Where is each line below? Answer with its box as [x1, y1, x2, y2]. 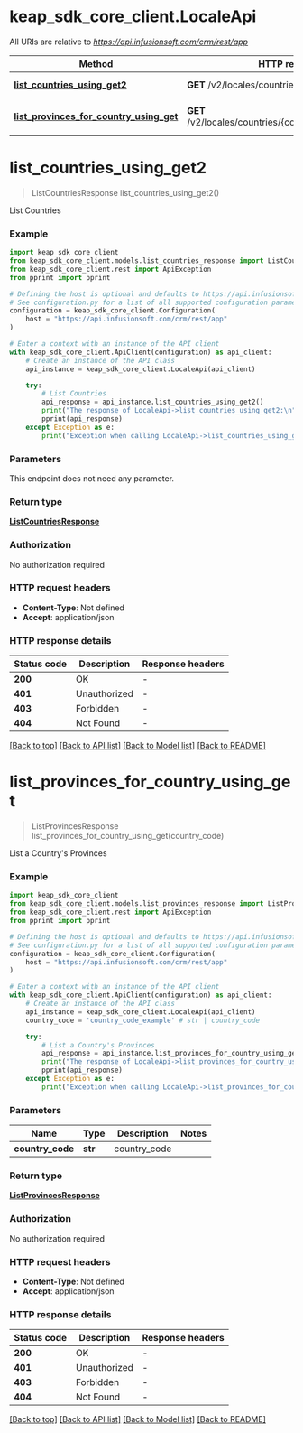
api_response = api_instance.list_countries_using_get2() [41, 397, 264, 407]
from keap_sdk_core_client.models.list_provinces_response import [9, 899, 264, 908]
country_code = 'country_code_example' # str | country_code [25, 1016, 260, 1025]
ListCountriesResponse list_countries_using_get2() [31, 187, 220, 198]
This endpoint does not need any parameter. [9, 472, 174, 484]
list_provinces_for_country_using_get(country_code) [31, 831, 225, 842]
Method [78, 57, 114, 70]
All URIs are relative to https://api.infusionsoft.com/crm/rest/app [9, 36, 249, 47]
